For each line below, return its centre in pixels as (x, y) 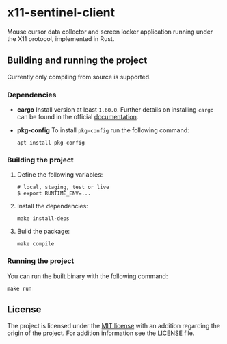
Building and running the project (77, 61)
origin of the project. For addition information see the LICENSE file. (101, 333)
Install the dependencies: (53, 206)
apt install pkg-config (51, 143)
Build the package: (43, 232)
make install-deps (43, 219)
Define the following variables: (60, 175)
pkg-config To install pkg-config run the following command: (103, 130)
